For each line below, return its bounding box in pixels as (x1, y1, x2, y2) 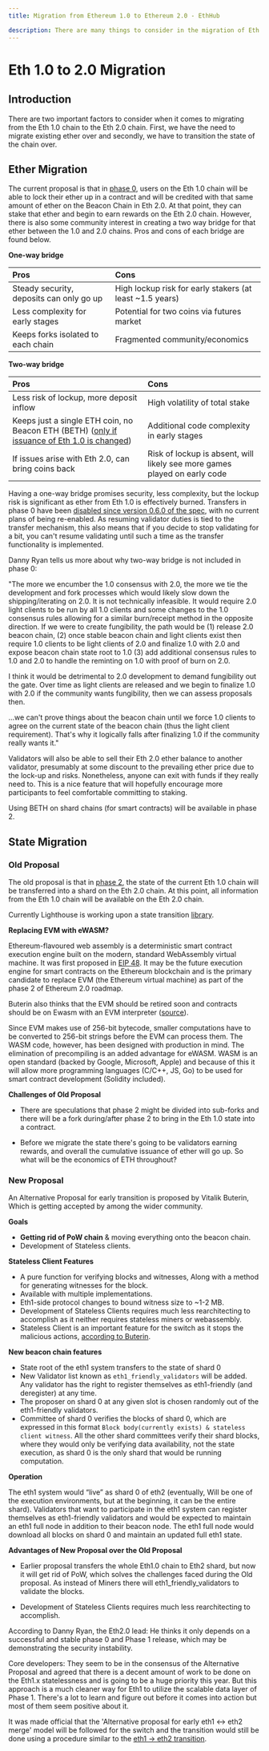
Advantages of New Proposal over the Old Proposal (8, 1546, 183, 1555)
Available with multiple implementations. (19, 1289, 153, 1299)
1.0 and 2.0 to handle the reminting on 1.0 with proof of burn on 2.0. (8, 656, 231, 666)
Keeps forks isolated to (12, 329, 99, 341)
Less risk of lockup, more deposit (12, 392, 138, 403)
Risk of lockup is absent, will (147, 448, 254, 459)
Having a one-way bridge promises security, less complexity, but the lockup (8, 489, 259, 498)
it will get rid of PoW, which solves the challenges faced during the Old (19, 1570, 253, 1580)
